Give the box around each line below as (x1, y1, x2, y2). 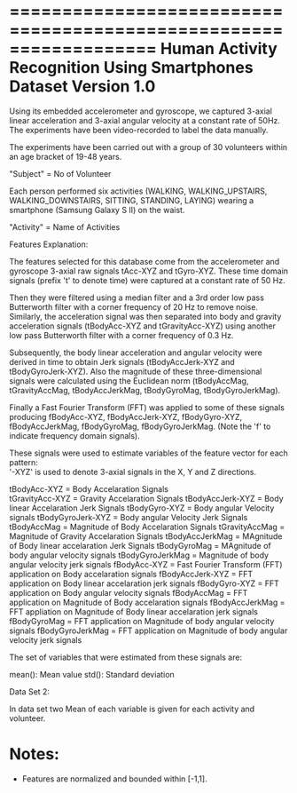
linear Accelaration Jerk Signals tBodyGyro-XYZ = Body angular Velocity (9, 503, 275, 513)
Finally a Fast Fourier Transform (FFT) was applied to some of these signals (9, 401, 285, 413)
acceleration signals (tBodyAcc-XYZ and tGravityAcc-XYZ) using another (9, 321, 277, 331)
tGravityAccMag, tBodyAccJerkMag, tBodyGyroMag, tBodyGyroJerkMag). (9, 385, 281, 395)
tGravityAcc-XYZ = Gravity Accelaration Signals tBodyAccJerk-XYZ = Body (9, 493, 284, 504)
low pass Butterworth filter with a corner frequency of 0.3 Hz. (9, 329, 234, 340)
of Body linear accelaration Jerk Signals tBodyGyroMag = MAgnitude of (9, 540, 272, 551)
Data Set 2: (9, 686, 51, 697)
